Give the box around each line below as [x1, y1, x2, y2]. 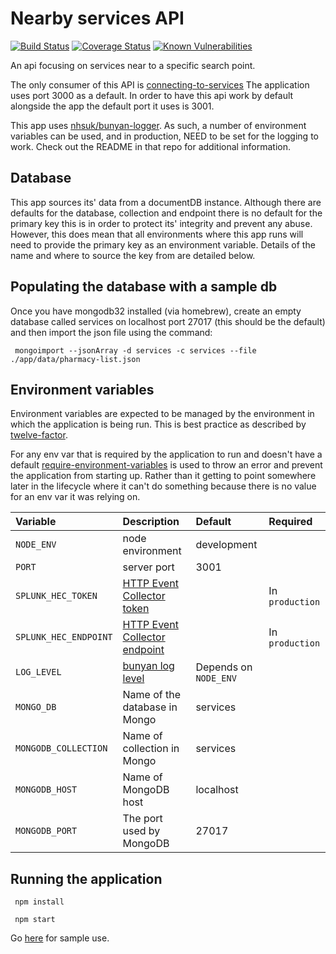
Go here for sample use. [10, 932, 110, 944]
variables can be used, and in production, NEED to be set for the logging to [10, 130, 319, 142]
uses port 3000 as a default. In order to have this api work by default [10, 89, 294, 101]
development [195, 538, 258, 552]
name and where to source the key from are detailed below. [10, 249, 256, 261]
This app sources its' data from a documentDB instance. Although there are [10, 196, 322, 208]
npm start [14, 915, 56, 925]
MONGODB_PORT [15, 825, 78, 837]
